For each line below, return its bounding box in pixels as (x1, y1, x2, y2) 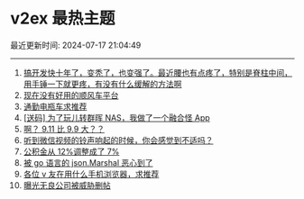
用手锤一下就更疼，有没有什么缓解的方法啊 (23, 78, 182, 89)
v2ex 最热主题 (10, 8, 115, 29)
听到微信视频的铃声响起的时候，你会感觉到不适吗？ (23, 134, 214, 145)
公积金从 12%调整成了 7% (23, 146, 120, 157)
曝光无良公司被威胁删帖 (23, 179, 111, 190)
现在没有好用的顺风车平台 (23, 89, 119, 100)
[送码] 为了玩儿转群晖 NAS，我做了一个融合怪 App (23, 112, 210, 122)
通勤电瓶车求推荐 (23, 101, 88, 112)
